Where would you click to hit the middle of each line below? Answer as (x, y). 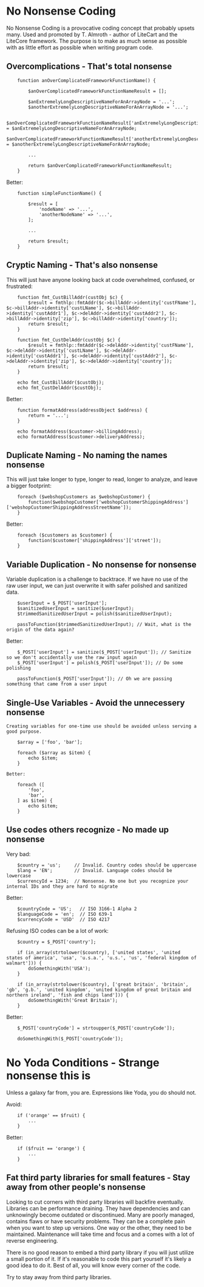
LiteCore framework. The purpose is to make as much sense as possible (97, 41)
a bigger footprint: (29, 486)
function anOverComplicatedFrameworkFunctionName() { (87, 80)
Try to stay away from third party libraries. (59, 1277)
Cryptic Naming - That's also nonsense (82, 265)
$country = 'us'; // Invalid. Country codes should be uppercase (107, 865)
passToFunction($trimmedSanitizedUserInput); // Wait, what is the (104, 625)
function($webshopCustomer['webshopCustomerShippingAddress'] (108, 503)
